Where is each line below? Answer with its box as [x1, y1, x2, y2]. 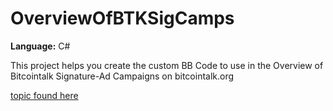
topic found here [10, 89, 79, 101]
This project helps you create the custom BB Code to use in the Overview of [10, 59, 324, 71]
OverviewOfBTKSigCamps [10, 7, 235, 30]
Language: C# [10, 40, 71, 52]
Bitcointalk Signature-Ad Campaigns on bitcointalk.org [10, 70, 235, 82]
